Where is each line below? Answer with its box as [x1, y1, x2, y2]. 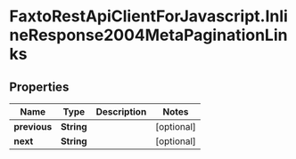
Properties [9, 79, 70, 94]
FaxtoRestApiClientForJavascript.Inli [9, 6, 288, 27]
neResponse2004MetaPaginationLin [9, 25, 288, 45]
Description [95, 106, 147, 117]
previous [13, 121, 53, 132]
